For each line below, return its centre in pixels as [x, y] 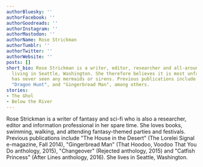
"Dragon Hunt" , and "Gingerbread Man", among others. [81, 85]
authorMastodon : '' [31, 34]
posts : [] [19, 62]
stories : [17, 90]
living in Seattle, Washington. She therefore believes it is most [98, 74]
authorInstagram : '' [32, 29]
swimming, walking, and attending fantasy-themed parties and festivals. [96, 131]
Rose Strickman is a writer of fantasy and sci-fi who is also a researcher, [96, 119]
